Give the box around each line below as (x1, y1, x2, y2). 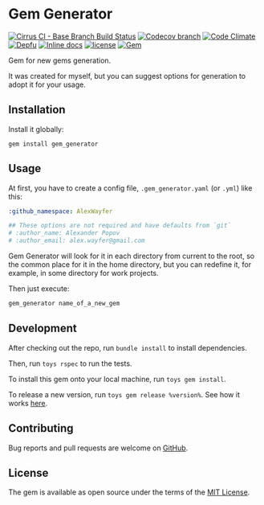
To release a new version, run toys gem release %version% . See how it (8, 389, 241, 399)
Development (8, 322, 78, 335)
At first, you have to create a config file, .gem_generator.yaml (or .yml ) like (8, 183, 253, 193)
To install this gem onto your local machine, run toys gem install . (8, 374, 226, 384)
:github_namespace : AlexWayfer (8, 207, 113, 216)
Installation (8, 103, 66, 117)
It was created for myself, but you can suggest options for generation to (8, 71, 246, 80)
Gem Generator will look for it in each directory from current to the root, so (8, 251, 255, 261)
